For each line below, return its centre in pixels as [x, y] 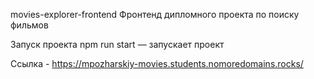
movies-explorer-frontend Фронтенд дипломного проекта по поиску [155, 14]
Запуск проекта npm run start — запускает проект [117, 44]
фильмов [29, 25]
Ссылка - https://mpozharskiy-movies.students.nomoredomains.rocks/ [157, 63]
